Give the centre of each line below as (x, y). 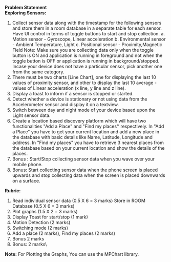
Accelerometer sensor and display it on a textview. (66, 104)
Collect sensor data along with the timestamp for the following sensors (87, 23)
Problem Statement (26, 7)
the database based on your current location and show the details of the (88, 148)
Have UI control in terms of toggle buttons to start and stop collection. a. (88, 34)
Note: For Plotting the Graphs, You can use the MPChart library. (72, 254)
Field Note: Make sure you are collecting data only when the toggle (83, 50)
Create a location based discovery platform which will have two (79, 121)
